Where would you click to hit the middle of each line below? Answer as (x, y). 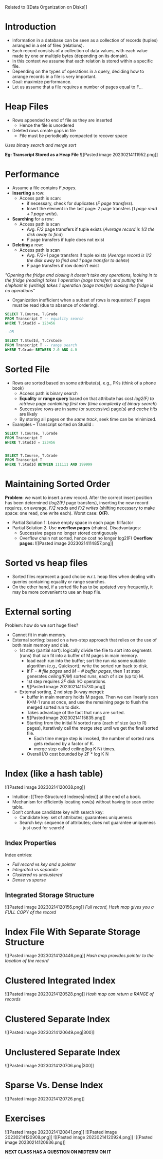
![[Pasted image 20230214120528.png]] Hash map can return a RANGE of (80, 994)
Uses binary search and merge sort (41, 145)
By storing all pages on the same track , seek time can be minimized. (88, 419)
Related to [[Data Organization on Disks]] (46, 7)
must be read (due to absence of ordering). (55, 305)
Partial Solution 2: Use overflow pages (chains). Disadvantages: (76, 528)
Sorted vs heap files (46, 563)
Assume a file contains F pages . (44, 188)
